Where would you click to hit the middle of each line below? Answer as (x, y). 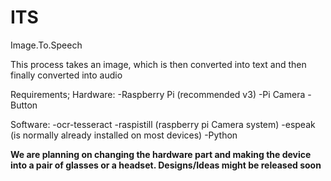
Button (24, 105)
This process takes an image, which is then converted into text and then (158, 64)
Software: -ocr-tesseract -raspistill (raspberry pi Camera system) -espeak (163, 124)
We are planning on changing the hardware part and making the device (161, 154)
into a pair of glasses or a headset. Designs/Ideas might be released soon (166, 165)
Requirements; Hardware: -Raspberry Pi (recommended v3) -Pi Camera (158, 94)
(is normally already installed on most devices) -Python (124, 135)
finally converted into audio (66, 75)
